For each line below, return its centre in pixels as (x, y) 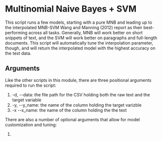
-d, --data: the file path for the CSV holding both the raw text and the (81, 94)
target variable (27, 100)
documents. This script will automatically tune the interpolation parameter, (79, 43)
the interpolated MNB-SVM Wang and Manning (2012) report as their (74, 27)
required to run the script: (31, 85)
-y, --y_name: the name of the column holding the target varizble (77, 105)
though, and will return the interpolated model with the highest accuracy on (80, 48)
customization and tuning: (31, 125)
